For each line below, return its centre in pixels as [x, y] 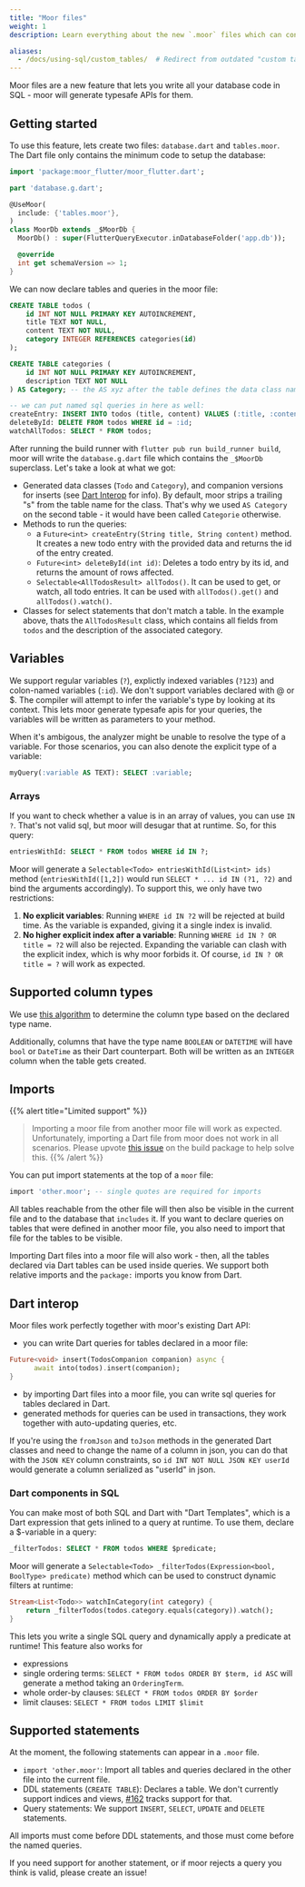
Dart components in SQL [64, 1493]
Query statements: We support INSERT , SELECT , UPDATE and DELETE [144, 1809]
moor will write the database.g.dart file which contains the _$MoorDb [136, 458]
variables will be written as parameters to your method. [113, 719]
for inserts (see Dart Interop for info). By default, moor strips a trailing [152, 495]
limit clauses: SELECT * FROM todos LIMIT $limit [113, 1702]
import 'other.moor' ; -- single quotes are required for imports [135, 1192]
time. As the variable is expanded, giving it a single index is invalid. [147, 925]
